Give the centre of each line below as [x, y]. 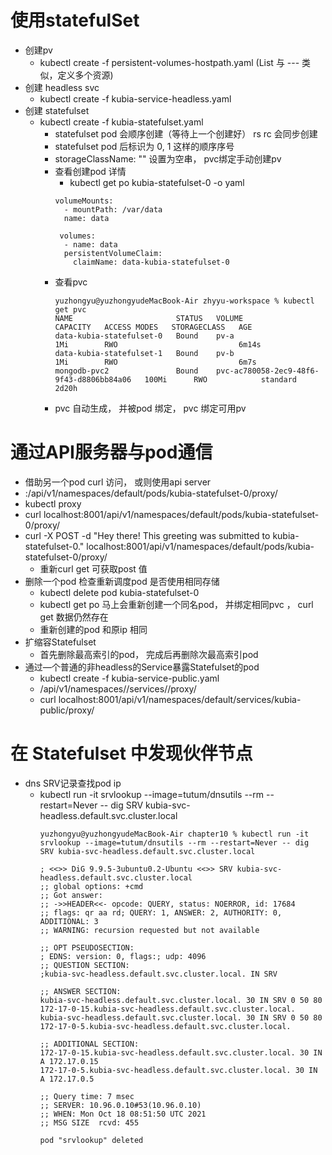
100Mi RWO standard [220, 379]
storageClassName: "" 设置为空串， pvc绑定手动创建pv [168, 158]
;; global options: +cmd [91, 886]
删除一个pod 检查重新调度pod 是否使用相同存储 [122, 581]
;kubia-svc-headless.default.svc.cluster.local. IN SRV [158, 974]
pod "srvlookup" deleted [91, 1140]
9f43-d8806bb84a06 [93, 379]
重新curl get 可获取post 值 [93, 568]
